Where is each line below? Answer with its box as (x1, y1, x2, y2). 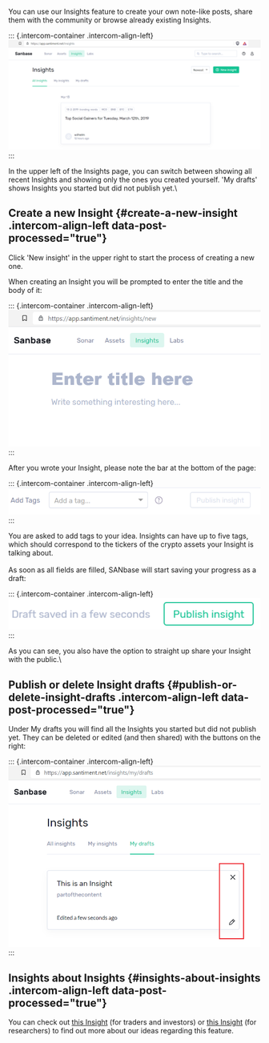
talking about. (8, 548, 54, 558)
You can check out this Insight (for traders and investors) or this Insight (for (8, 1017, 257, 1027)
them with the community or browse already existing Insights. (8, 15, 212, 25)
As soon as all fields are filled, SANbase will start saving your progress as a (8, 565, 257, 575)
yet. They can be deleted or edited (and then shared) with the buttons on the (8, 732, 261, 743)
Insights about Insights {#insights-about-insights (8, 971, 261, 985)
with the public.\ (8, 655, 62, 664)
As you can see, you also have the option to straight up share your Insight (8, 646, 251, 656)
